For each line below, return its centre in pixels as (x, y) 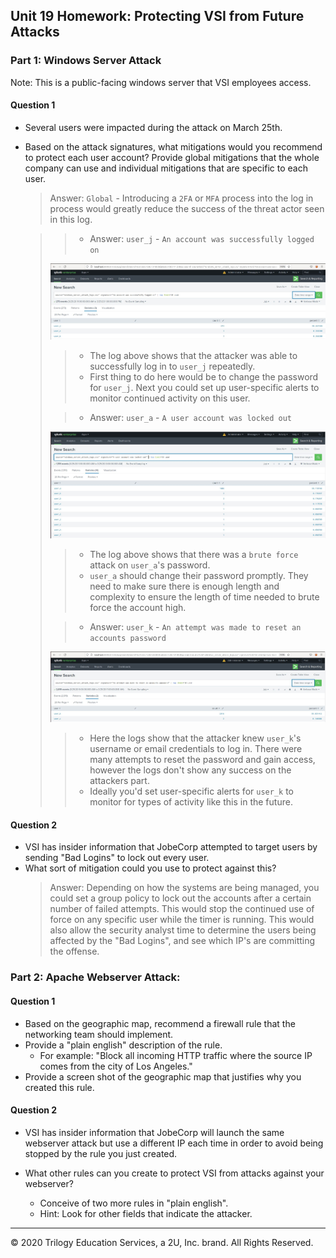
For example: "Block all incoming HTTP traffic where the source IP (176, 1055)
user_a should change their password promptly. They (199, 575)
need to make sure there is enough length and (184, 586)
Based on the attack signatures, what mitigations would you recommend (173, 146)
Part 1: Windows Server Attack (86, 61)
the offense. (74, 951)
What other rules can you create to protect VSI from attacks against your (174, 1173)
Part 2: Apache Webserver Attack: (95, 977)
